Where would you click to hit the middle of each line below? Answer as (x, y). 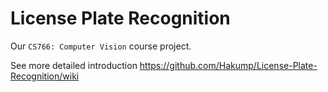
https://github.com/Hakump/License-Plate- (228, 65)
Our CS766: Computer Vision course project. (101, 46)
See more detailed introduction (74, 65)
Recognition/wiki (45, 76)
